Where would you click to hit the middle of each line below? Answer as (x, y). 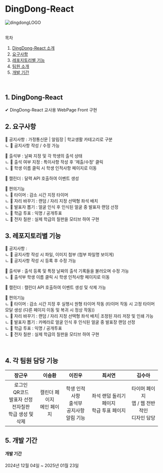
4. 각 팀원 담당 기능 (32, 361)
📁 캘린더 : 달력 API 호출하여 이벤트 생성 (42, 178)
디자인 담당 (144, 418)
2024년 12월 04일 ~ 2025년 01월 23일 (42, 465)
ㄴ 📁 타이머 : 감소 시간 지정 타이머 (37, 195)
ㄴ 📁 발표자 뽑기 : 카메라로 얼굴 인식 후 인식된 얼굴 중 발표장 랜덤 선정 (70, 322)
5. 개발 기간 (21, 440)
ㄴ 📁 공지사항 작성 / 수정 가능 (32, 145)
